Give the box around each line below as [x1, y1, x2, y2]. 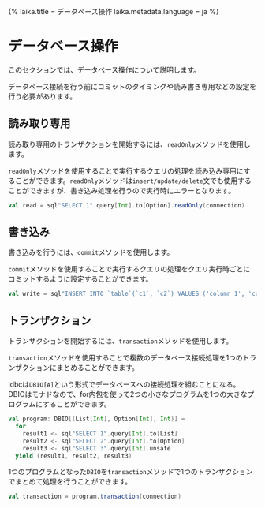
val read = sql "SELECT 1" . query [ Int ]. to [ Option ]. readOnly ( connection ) [8, 201, 245, 209]
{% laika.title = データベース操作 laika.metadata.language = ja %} [8, 7, 219, 16]
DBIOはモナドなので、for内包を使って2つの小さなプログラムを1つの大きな [8, 390, 248, 399]
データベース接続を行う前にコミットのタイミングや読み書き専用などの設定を [8, 81, 257, 91]
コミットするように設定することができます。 [8, 275, 153, 284]
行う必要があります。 [8, 92, 77, 101]
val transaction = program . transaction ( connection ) [8, 492, 181, 501]
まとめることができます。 [56, 363, 140, 372]
